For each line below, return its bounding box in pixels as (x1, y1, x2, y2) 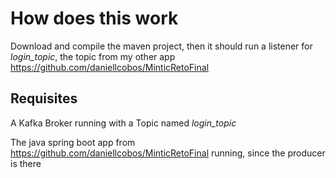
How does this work (10, 7, 179, 30)
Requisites (10, 90, 78, 107)
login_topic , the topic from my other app (10, 50, 176, 62)
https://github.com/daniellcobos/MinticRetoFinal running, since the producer (10, 147, 326, 159)
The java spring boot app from (10, 136, 136, 148)
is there (10, 157, 42, 169)
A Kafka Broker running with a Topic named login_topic (10, 117, 237, 129)
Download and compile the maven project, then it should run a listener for (10, 40, 313, 52)
